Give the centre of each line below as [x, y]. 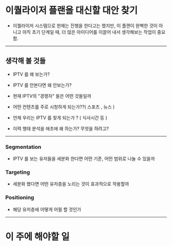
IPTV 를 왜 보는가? [31, 74]
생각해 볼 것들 [26, 61]
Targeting [18, 172]
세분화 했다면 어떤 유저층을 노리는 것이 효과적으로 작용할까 [71, 184]
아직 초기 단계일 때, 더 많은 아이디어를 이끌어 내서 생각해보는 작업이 [89, 32]
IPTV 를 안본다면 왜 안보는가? [42, 85]
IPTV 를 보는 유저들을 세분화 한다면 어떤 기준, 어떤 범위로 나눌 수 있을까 [84, 159]
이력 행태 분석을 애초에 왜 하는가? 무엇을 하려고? [61, 128]
